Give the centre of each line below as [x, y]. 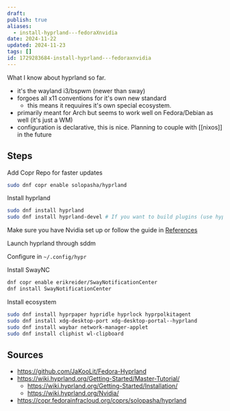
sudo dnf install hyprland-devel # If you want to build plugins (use [110, 217]
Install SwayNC [28, 270]
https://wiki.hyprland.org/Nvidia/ [73, 393]
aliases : [20, 26]
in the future [34, 134]
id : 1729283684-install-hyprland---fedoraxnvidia [79, 58]
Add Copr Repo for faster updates [55, 173]
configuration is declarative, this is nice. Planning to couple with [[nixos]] [119, 127]
